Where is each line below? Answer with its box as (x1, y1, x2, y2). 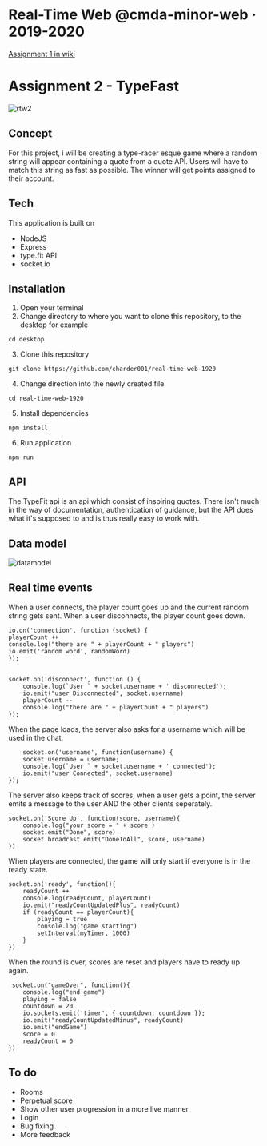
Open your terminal (19, 303, 84, 313)
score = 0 (22, 1030, 56, 1038)
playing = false (22, 995, 78, 1003)
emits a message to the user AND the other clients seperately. (8, 798, 213, 809)
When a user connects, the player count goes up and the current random (8, 602, 249, 612)
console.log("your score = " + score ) (22, 821, 156, 829)
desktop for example (19, 320, 89, 329)
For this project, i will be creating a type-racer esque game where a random (8, 148, 257, 158)
